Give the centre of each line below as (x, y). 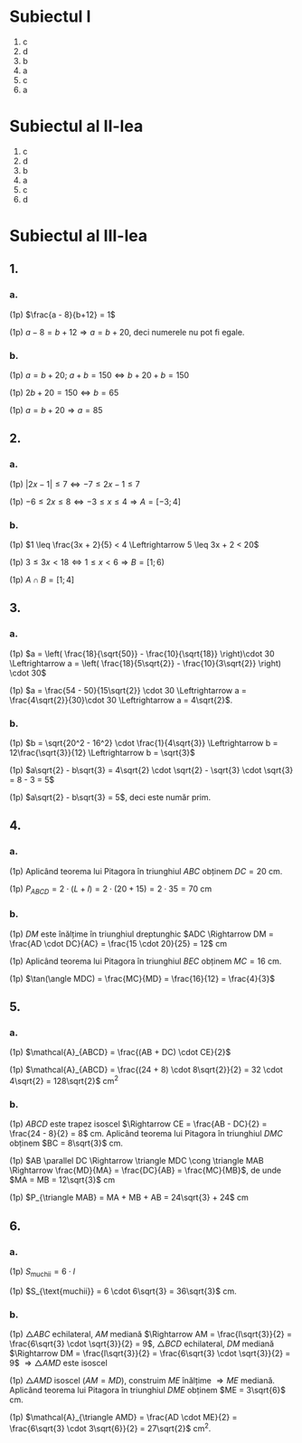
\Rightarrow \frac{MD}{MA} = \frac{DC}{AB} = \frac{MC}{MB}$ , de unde (146, 1170)
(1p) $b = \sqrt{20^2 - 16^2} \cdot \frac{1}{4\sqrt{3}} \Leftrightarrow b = (144, 743)
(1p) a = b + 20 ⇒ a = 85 (56, 410)
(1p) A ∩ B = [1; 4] (42, 580)
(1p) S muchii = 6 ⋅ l (42, 1272)
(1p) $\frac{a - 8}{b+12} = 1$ (62, 315)
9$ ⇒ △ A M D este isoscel (59, 1363)
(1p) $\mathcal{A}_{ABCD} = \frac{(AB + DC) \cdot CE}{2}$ (120, 1052)
